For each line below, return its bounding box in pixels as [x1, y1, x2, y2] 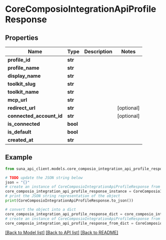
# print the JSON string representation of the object [5, 194, 121, 199]
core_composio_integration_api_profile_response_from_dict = [5, 221, 134, 226]
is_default [7, 129, 32, 135]
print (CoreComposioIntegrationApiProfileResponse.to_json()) [5, 198, 134, 203]
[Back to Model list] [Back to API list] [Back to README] [5, 230, 119, 236]
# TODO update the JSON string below [5, 175, 83, 180]
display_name [7, 72, 41, 79]
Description [84, 48, 113, 55]
